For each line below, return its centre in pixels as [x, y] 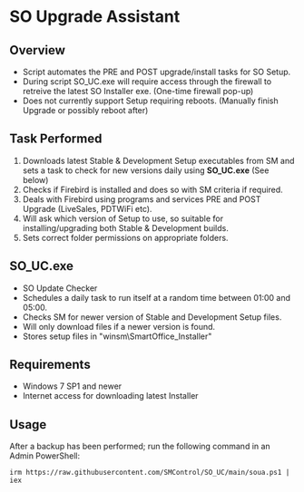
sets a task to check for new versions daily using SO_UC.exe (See [146, 170]
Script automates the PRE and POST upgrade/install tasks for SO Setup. [157, 72]
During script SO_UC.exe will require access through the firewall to [147, 82]
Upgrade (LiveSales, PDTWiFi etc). [87, 208]
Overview [38, 50]
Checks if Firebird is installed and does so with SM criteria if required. [152, 189]
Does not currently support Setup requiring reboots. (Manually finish [150, 101]
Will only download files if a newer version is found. [119, 326]
